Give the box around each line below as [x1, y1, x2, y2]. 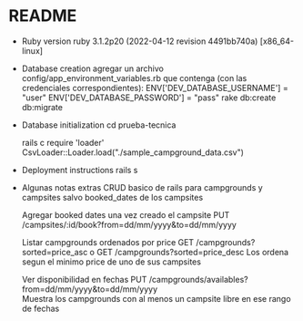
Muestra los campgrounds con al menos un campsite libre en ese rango [21, 293, 292, 304]
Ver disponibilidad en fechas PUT [21, 274, 147, 285]
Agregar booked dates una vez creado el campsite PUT [21, 209, 230, 220]
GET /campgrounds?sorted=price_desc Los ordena [96, 246, 288, 257]
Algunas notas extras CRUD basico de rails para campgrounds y [21, 181, 263, 192]
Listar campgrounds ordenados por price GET [21, 236, 195, 247]
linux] [21, 45, 43, 56]
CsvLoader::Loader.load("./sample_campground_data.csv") [21, 147, 245, 158]
